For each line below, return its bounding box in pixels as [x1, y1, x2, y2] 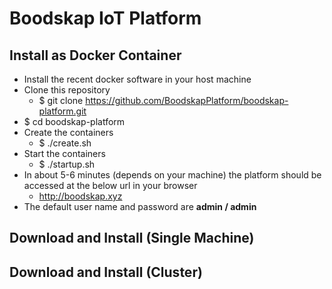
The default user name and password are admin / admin [23, 201, 257, 212]
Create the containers [23, 127, 114, 138]
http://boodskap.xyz [38, 190, 123, 202]
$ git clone [38, 95, 84, 106]
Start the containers [23, 148, 106, 159]
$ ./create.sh [38, 137, 92, 149]
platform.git [38, 105, 87, 117]
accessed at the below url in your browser [23, 180, 198, 191]
